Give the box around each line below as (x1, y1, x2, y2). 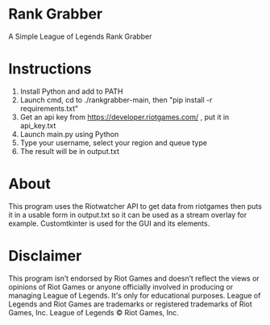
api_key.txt (19, 120, 56, 130)
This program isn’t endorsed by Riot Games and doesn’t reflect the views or (8, 273, 260, 283)
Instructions (8, 60, 92, 78)
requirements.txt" (19, 103, 79, 113)
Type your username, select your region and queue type (19, 138, 208, 148)
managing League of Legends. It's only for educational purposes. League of (8, 290, 261, 300)
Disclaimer (8, 247, 82, 265)
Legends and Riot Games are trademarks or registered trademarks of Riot (8, 299, 252, 309)
